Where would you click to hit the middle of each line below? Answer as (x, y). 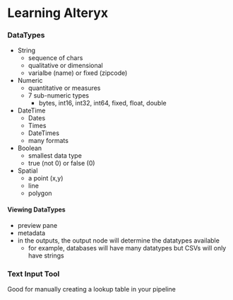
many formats (48, 141)
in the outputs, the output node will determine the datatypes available (119, 240)
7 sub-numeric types (59, 96)
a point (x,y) (46, 178)
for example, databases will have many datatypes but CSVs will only (127, 248)
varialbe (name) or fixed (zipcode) (78, 73)
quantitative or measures (64, 88)
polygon (40, 193)
